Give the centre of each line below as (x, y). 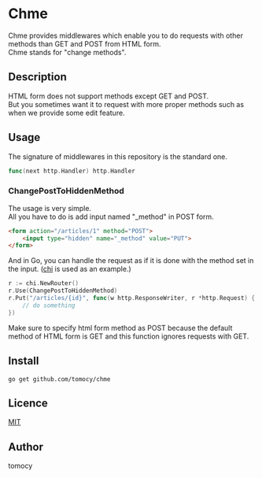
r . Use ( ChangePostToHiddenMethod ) (63, 291)
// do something (49, 305)
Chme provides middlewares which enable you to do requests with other (126, 35)
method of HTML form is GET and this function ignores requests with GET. (129, 336)
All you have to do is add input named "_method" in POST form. (111, 217)
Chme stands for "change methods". (67, 52)
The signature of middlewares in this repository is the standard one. (118, 156)
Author (26, 447)
